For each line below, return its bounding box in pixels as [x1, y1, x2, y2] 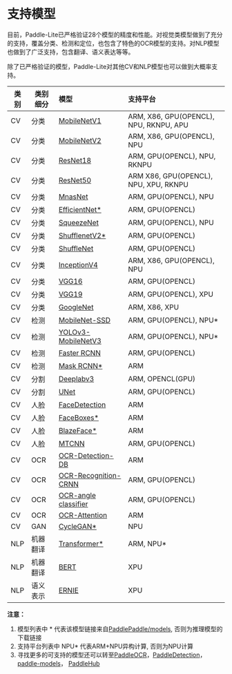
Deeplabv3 [58, 374, 95, 383]
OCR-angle [58, 490, 97, 500]
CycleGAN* [58, 521, 97, 531]
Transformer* [58, 539, 104, 548]
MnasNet [58, 191, 88, 201]
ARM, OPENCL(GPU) [128, 374, 195, 383]
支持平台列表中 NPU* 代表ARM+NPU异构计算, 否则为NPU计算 [17, 642, 193, 650]
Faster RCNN [58, 348, 101, 358]
